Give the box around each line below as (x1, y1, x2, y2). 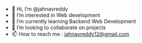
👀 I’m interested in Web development (11, 12, 101, 19)
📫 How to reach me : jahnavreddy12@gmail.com (11, 31, 130, 37)
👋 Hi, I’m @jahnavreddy (11, 6, 68, 12)
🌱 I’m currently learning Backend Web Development (11, 18, 136, 24)
